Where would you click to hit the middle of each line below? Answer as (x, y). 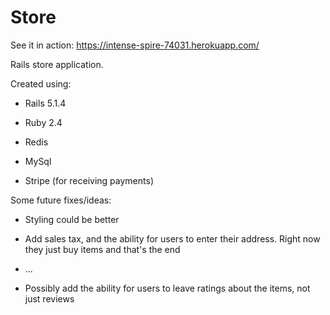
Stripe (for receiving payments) (89, 180)
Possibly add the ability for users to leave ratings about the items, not (167, 288)
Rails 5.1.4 (45, 103)
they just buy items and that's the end (102, 249)
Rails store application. (57, 64)
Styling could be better (72, 219)
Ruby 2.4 (43, 122)
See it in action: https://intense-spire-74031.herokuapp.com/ (135, 45)
